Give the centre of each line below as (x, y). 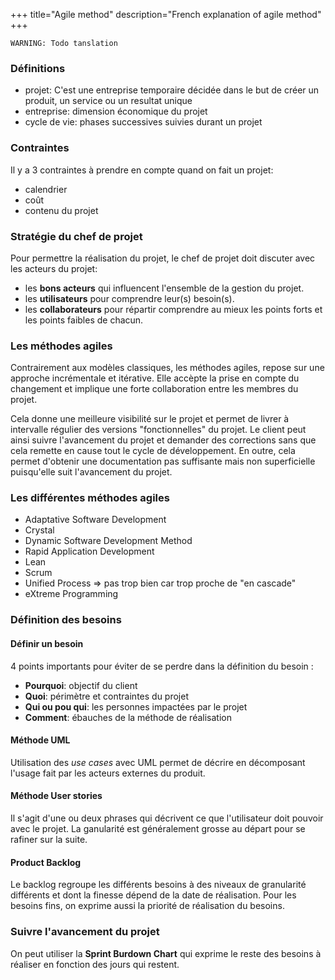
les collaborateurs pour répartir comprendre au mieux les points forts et (173, 309)
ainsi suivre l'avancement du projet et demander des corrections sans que (163, 440)
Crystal (39, 530)
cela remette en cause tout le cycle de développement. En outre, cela (153, 451)
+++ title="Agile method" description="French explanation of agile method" (166, 14)
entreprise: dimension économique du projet (116, 111)
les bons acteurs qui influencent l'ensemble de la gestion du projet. (164, 288)
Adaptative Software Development (95, 520)
